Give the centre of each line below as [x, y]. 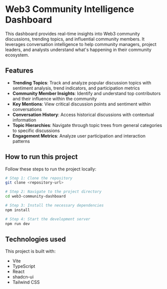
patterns [21, 141]
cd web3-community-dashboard [35, 196]
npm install [17, 210]
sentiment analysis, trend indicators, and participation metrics [76, 88]
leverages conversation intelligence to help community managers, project [81, 44]
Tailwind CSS [26, 282]
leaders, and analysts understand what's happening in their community [78, 49]
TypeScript [24, 266]
